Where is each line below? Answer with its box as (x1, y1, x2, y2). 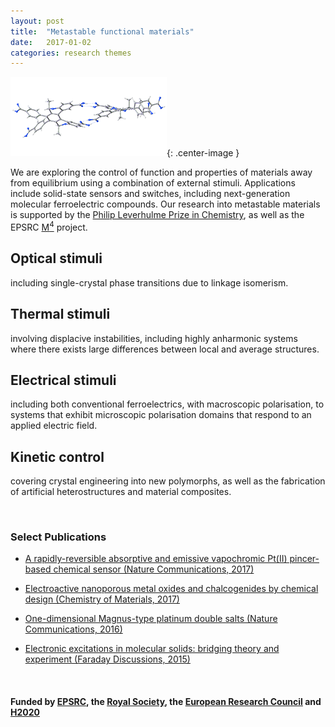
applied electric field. (10, 420, 98, 432)
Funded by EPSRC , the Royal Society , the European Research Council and (10, 696, 322, 708)
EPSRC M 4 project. (10, 220, 88, 233)
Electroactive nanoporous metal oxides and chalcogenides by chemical (24, 583, 319, 595)
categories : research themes (10, 48, 132, 58)
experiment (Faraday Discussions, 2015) (24, 653, 191, 665)
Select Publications (10, 530, 107, 544)
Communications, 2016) (24, 623, 123, 635)
